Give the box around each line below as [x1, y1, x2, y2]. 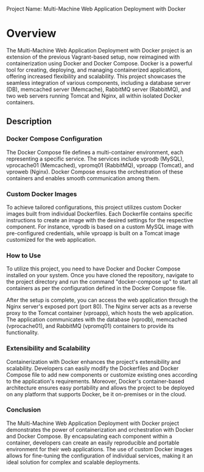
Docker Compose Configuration [6, 134, 102, 143]
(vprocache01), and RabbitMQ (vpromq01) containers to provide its [6, 322, 174, 330]
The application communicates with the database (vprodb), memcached [6, 316, 188, 323]
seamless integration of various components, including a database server [6, 79, 191, 86]
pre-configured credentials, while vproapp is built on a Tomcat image [6, 229, 180, 237]
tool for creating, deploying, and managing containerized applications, [6, 66, 183, 73]
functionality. [6, 329, 40, 336]
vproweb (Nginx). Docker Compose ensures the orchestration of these [6, 168, 183, 175]
